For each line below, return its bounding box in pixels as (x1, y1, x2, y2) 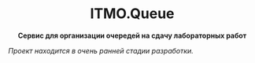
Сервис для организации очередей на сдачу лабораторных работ (17, 31, 247, 40)
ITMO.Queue (90, 5, 175, 23)
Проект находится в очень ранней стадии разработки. (8, 46, 194, 55)
